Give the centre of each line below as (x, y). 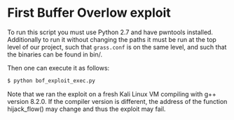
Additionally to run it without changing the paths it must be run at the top (112, 39)
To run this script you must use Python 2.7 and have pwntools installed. (110, 32)
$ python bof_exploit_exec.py (51, 81)
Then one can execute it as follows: (58, 68)
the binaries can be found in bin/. (55, 54)
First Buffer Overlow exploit (89, 13)
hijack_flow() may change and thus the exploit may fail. (87, 109)
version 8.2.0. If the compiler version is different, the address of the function (117, 101)
